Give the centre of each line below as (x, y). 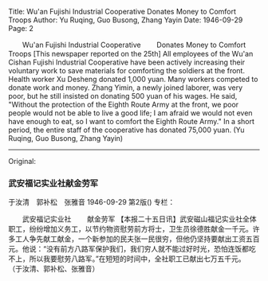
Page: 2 (21, 28)
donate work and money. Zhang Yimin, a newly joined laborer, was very (126, 88)
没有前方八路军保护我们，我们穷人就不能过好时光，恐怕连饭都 (148, 249)
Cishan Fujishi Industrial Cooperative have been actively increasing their (127, 62)
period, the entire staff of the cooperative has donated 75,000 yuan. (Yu (126, 130)
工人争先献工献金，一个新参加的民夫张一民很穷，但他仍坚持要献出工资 (130, 239)
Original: (22, 161)
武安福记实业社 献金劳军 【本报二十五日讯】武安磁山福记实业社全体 (139, 219)
